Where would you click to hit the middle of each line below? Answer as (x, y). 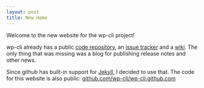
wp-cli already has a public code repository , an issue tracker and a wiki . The (102, 47)
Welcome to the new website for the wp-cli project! (71, 35)
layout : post (23, 12)
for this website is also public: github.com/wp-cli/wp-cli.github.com (91, 78)
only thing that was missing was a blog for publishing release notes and (96, 53)
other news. (21, 60)
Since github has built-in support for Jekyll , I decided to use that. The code (100, 71)
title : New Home (27, 18)
